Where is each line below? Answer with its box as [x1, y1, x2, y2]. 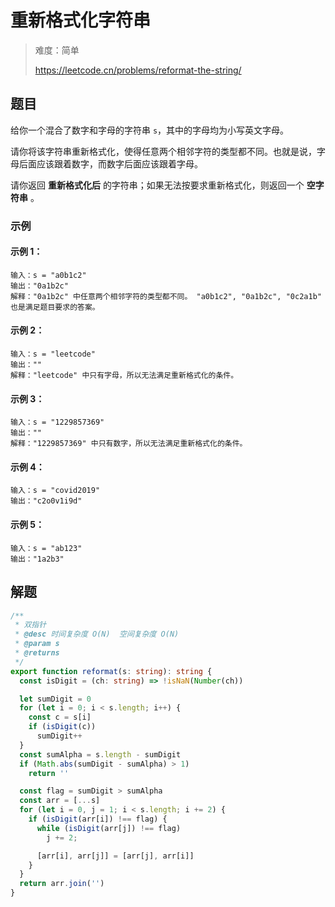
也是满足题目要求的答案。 [10, 302, 100, 312]
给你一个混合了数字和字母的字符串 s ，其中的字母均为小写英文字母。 [10, 124, 290, 136]
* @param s [14, 639, 60, 649]
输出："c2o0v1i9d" [10, 496, 83, 506]
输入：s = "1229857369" [10, 417, 105, 428]
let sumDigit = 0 [19, 694, 92, 704]
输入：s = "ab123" [10, 543, 83, 553]
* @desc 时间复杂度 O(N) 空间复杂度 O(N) [14, 629, 180, 640]
